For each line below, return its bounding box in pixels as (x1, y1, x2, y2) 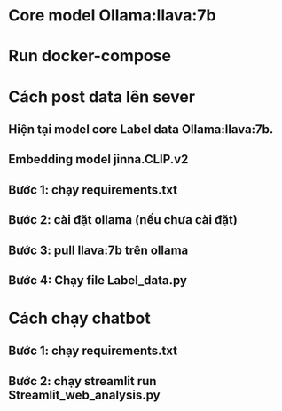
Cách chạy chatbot (8, 308, 152, 328)
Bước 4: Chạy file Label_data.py (8, 273, 188, 288)
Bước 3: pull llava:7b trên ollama (8, 242, 189, 257)
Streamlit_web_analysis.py (8, 387, 161, 402)
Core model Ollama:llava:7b (8, 5, 216, 26)
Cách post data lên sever (8, 86, 196, 107)
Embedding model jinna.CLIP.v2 (8, 152, 189, 167)
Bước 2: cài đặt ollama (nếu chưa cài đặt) (8, 212, 239, 227)
